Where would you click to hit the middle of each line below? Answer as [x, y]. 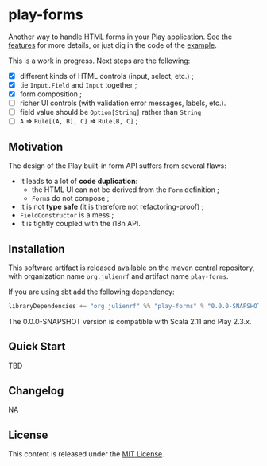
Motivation [36, 146]
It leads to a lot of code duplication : [79, 182]
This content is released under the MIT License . [86, 454]
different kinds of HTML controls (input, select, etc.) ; [107, 76]
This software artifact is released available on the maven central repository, [132, 268]
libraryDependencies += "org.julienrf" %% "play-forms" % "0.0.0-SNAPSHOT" [136, 306]
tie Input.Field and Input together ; [78, 85]
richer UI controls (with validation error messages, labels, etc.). [123, 103]
